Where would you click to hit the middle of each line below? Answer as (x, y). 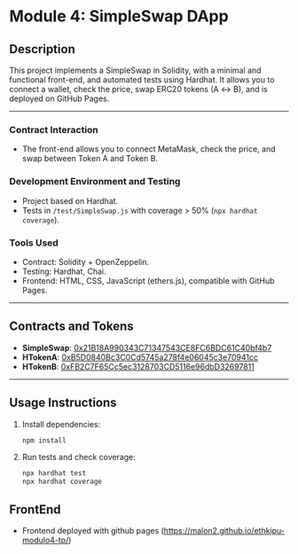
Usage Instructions (63, 403)
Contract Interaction (54, 129)
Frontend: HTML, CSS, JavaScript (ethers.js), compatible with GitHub (148, 280)
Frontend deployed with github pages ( (93, 530)
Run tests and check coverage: (78, 457)
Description (42, 49)
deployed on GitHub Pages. (59, 98)
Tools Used (34, 243)
